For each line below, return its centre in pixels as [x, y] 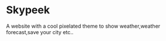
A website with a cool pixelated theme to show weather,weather [83, 26]
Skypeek [28, 10]
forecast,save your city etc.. [40, 32]
